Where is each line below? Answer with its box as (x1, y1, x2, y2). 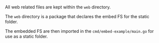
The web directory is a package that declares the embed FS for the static (5, 14, 150, 19)
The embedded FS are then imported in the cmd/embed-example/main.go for (5, 28, 154, 34)
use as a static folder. (5, 34, 48, 39)
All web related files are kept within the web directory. (5, 4, 111, 10)
